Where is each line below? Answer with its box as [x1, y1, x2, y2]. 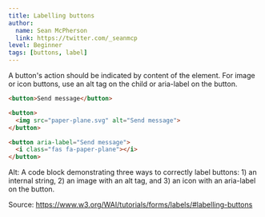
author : [8, 19, 34, 27]
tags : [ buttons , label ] [8, 49, 88, 57]
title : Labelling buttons [8, 11, 94, 20]
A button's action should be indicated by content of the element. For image [8, 71, 255, 80]
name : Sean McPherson [15, 26, 88, 34]
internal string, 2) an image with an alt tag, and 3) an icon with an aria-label [8, 176, 256, 186]
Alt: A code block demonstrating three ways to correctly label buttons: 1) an [8, 168, 258, 177]
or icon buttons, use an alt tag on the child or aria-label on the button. [8, 79, 238, 89]
